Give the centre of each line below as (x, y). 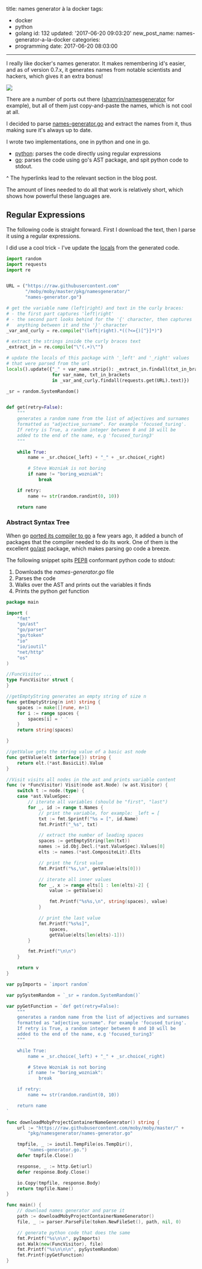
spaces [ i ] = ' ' (48, 719)
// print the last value (69, 918)
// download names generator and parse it (71, 1211)
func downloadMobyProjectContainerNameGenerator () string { (83, 1122)
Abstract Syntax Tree (38, 522)
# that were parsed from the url (48, 364)
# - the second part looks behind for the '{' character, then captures (99, 319)
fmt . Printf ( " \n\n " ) (52, 951)
